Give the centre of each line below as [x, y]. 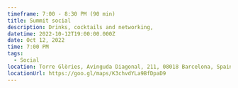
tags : [15, 54]
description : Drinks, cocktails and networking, [80, 27]
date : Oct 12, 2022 [36, 40]
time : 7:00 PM [28, 47]
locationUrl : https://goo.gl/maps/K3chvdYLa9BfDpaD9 [87, 73]
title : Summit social [39, 21]
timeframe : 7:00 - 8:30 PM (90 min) [61, 14]
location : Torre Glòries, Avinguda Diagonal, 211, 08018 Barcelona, [110, 67]
